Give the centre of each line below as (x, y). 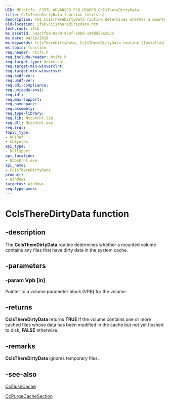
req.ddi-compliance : (27, 85)
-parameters (26, 266)
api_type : (16, 147)
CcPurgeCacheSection (29, 396)
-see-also (21, 374)
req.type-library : (25, 114)
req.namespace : (21, 104)
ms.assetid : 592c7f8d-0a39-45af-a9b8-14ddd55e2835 (60, 33)
